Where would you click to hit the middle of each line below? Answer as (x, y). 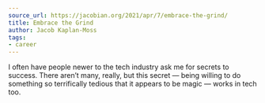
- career (23, 45)
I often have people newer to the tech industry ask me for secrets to (119, 67)
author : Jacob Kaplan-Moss (53, 30)
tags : (17, 37)
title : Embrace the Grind (51, 23)
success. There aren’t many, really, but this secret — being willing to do (125, 75)
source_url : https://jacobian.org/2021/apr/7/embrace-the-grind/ (118, 15)
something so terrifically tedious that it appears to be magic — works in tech (132, 84)
